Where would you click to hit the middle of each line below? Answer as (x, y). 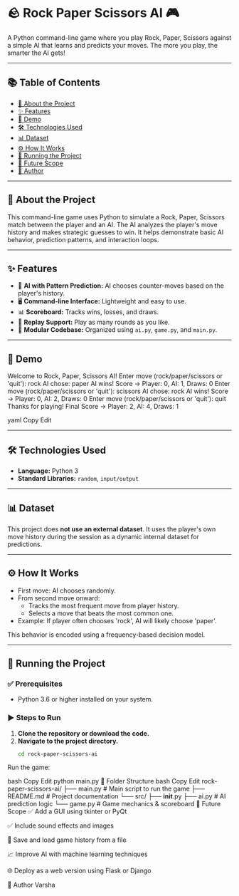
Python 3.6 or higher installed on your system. (85, 699)
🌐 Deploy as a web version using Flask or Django (79, 871)
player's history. (41, 293)
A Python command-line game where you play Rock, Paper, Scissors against (119, 37)
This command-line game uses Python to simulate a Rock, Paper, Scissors (116, 217)
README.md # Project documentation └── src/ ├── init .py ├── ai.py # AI (117, 796)
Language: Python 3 (48, 471)
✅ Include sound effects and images (60, 825)
